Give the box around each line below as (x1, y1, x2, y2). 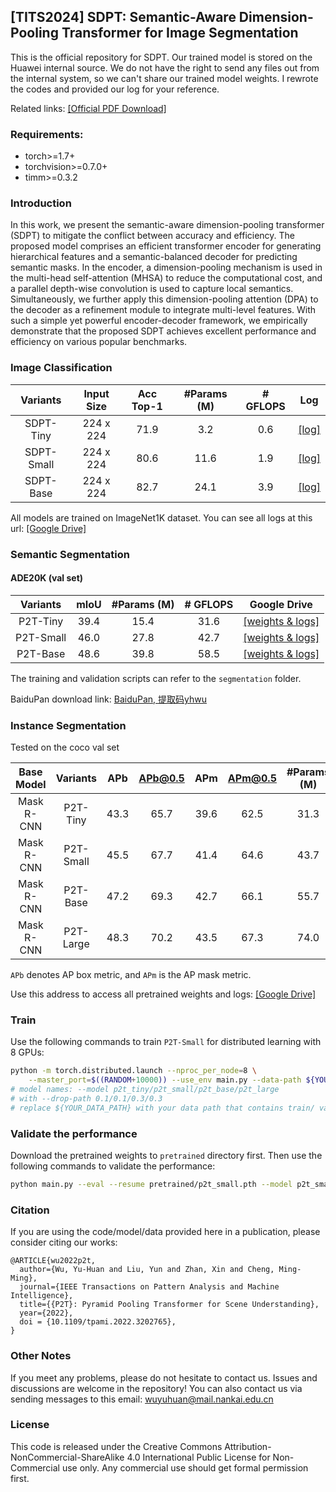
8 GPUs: (10, 1046, 45, 1059)
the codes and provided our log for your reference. (10, 83, 220, 95)
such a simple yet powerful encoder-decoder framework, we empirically (10, 315, 308, 327)
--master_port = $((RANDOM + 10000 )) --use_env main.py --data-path (28, 1075, 302, 1085)
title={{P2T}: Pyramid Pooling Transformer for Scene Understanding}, (19, 1300, 320, 1310)
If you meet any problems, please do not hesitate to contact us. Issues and (10, 1371, 318, 1384)
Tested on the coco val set (10, 741, 120, 754)
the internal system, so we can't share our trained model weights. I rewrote (10, 72, 319, 84)
